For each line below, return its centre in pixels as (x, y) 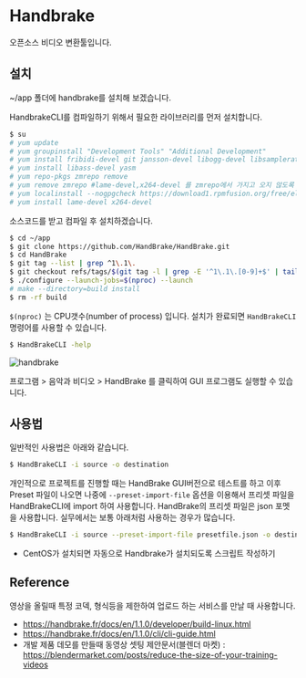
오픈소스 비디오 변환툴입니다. (61, 42)
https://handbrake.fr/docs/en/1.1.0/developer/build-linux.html (137, 624)
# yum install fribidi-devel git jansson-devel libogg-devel (128, 160)
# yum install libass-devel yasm (73, 168)
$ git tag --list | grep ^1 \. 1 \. (73, 264)
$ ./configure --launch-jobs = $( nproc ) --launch (102, 280)
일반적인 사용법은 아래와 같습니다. (69, 447)
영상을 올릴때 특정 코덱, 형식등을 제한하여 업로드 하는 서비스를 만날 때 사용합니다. (153, 605)
